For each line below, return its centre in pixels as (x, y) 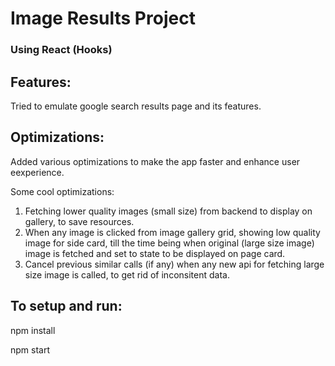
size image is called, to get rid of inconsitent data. (127, 274)
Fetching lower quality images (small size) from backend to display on (168, 211)
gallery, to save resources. (79, 221)
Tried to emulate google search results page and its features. (136, 106)
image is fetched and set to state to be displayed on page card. (155, 253)
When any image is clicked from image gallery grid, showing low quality (172, 232)
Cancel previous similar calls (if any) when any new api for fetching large (174, 264)
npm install (33, 330)
